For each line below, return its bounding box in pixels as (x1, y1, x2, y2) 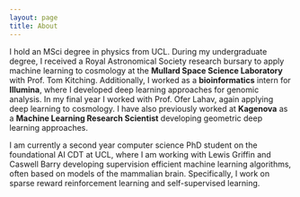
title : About (9, 21, 58, 30)
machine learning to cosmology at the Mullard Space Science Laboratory (9, 64, 283, 76)
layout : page (9, 13, 58, 22)
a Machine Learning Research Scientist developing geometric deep (9, 113, 263, 124)
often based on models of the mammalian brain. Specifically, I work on (9, 167, 270, 179)
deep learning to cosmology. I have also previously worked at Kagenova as (9, 103, 288, 114)
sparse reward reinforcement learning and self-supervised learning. (9, 177, 260, 188)
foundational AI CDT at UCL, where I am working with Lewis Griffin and (9, 149, 271, 159)
